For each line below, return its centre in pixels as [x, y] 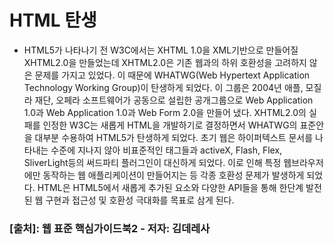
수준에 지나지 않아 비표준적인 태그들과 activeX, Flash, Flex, [166, 150]
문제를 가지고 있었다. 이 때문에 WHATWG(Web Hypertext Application [172, 75]
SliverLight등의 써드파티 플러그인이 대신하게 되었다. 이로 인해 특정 [152, 162]
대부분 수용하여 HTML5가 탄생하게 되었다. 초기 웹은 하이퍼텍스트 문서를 [174, 137]
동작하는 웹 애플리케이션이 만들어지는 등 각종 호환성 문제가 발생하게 [173, 175]
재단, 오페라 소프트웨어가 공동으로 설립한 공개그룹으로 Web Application [174, 100]
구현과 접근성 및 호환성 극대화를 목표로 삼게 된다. [140, 200]
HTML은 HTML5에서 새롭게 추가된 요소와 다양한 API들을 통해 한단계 [170, 187]
